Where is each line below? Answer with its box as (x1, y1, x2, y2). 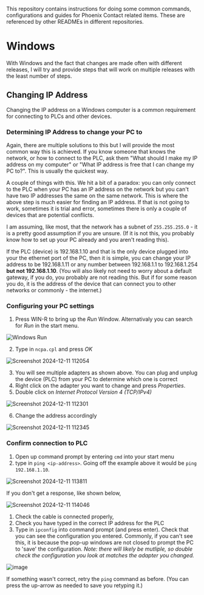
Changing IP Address (6, 90, 88, 100)
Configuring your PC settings (6, 301, 95, 310)
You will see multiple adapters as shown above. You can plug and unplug (15, 369, 198, 376)
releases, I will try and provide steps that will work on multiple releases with (6, 66, 195, 73)
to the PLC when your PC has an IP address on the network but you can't (6, 185, 189, 193)
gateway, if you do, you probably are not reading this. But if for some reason (6, 273, 197, 281)
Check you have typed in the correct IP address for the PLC (15, 519, 165, 526)
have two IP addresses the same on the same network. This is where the (6, 192, 188, 199)
